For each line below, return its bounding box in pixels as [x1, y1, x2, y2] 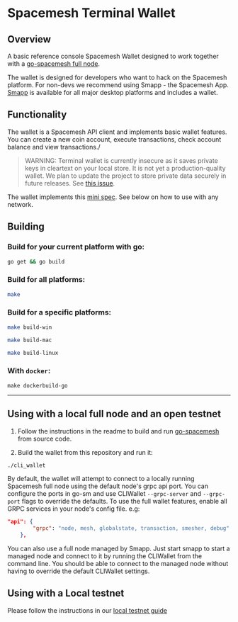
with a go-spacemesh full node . [7, 60, 101, 68]
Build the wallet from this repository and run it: [17, 448, 154, 456]
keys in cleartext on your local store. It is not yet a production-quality [24, 164, 226, 172]
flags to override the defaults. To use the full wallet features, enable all [21, 497, 228, 506]
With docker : [7, 366, 51, 376]
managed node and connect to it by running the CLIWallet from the [7, 552, 203, 560]
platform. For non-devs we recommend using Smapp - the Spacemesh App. [7, 81, 229, 89]
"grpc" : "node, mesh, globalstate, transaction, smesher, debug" [33, 525, 230, 532]
